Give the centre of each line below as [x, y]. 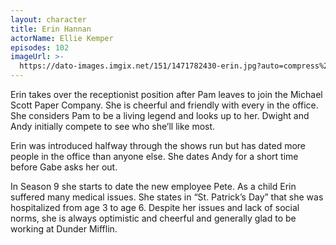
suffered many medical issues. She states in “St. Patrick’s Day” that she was [167, 197]
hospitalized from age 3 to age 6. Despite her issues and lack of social [155, 207]
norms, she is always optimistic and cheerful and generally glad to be [153, 218]
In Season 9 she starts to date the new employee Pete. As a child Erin [153, 186]
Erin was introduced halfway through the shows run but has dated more [158, 145]
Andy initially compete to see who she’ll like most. [113, 126]
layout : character [48, 19]
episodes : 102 [40, 47]
